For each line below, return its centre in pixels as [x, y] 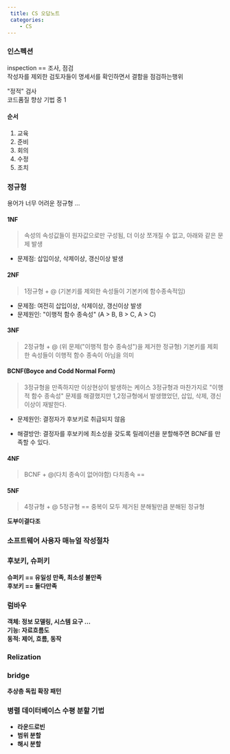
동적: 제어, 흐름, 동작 [34, 639]
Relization [24, 656]
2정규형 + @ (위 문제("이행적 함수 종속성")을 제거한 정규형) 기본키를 [115, 346]
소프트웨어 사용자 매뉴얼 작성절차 [58, 541]
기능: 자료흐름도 [28, 630]
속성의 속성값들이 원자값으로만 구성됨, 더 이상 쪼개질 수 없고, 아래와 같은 [120, 236]
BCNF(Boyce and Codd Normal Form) [61, 371]
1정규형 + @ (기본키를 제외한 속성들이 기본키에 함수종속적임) [105, 291]
